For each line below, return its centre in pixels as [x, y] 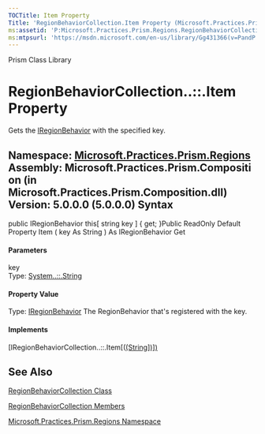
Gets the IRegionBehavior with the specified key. [87, 130]
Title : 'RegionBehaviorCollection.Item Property [90, 23]
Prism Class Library [40, 60]
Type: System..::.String [45, 276]
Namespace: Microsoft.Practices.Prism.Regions [129, 155]
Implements [28, 329]
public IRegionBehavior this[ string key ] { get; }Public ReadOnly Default [125, 223]
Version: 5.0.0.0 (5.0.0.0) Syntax [91, 205]
